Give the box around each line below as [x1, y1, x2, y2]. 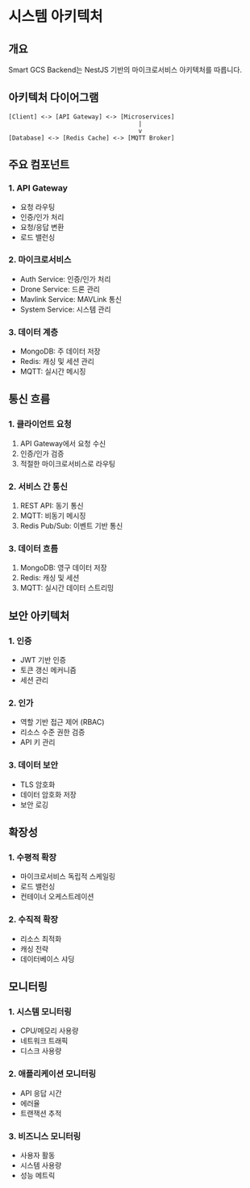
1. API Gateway [8, 182, 69, 194]
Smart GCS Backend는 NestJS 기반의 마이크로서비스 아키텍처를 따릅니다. [8, 65, 243, 74]
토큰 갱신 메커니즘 [19, 665, 77, 675]
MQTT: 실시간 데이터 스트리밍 [19, 583, 115, 593]
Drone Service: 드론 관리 [19, 284, 101, 294]
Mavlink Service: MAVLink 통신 [19, 294, 123, 303]
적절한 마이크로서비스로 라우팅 [19, 458, 115, 468]
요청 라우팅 [19, 202, 56, 211]
